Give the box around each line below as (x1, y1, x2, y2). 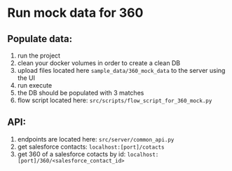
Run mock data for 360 (7, 5, 144, 21)
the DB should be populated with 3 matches (17, 89, 144, 97)
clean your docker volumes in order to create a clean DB (17, 59, 181, 67)
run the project (17, 51, 61, 60)
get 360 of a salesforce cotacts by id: (17, 149, 126, 158)
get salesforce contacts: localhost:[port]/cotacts (17, 142, 165, 151)
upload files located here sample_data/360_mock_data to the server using (17, 67, 226, 74)
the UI (17, 74, 35, 82)
